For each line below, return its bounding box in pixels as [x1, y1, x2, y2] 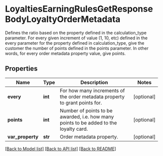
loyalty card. [60, 125, 88, 132]
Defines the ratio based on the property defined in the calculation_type [5, 30, 147, 35]
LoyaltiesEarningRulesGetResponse [5, 3, 153, 15]
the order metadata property [60, 93, 125, 100]
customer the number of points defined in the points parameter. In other [5, 45, 149, 51]
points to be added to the [60, 119, 117, 126]
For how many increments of [60, 87, 125, 94]
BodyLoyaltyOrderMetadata [5, 14, 121, 25]
